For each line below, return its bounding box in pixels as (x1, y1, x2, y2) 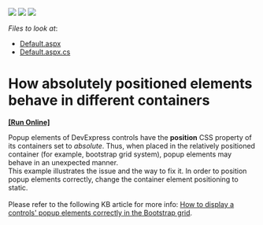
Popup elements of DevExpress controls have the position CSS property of (8, 132, 252, 142)
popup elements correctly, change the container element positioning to (8, 174, 239, 184)
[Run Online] (8, 117, 50, 127)
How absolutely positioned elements (8, 75, 253, 93)
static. (8, 183, 28, 192)
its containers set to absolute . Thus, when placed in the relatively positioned (8, 141, 256, 150)
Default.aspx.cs (19, 47, 71, 57)
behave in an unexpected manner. (8, 157, 119, 167)
